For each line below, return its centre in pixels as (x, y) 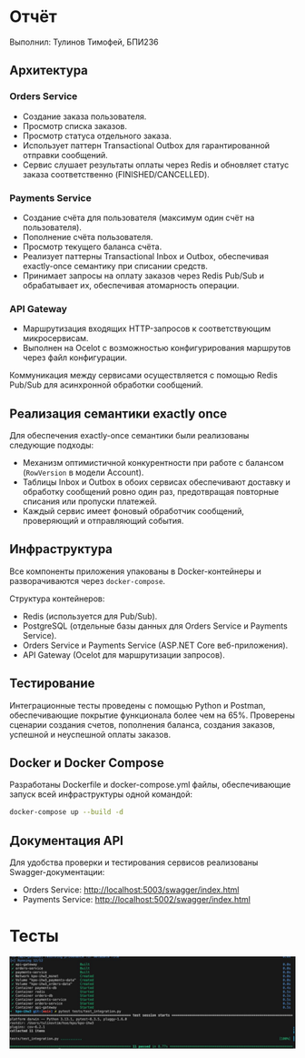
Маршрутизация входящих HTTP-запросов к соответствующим (147, 328)
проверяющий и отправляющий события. (103, 521)
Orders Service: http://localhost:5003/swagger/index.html (131, 890)
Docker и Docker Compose (87, 763)
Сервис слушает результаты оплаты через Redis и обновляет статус (156, 165)
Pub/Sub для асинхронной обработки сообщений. (107, 385)
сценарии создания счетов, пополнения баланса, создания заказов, (142, 724)
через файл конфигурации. (75, 358)
